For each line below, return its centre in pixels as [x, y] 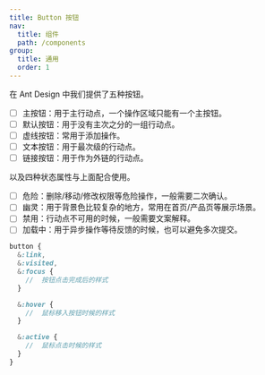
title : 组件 [38, 34]
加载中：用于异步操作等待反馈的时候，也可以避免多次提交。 [132, 230]
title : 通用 [38, 59]
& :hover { [35, 304]
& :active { [38, 337]
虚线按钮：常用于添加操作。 [73, 136]
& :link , [32, 255]
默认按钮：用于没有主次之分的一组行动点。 [101, 124]
